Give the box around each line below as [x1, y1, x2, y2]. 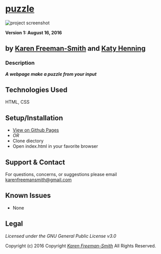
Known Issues [5, 191, 51, 200]
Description [5, 59, 35, 66]
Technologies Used [5, 86, 67, 94]
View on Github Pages [12, 127, 59, 133]
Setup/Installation [5, 113, 63, 122]
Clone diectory [12, 138, 44, 144]
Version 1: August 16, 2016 [5, 29, 62, 35]
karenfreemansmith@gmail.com [5, 177, 72, 183]
